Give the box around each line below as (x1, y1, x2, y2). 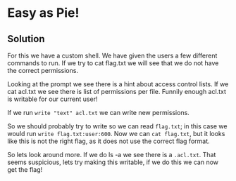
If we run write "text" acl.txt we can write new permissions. (7, 109, 190, 116)
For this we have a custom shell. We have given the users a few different (7, 51, 218, 60)
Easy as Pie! (7, 5, 80, 21)
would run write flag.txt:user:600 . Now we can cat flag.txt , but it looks (7, 130, 225, 138)
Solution (7, 33, 45, 45)
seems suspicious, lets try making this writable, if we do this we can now (7, 158, 219, 166)
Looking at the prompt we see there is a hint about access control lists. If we (7, 80, 229, 88)
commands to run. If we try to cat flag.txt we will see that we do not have (7, 59, 219, 67)
